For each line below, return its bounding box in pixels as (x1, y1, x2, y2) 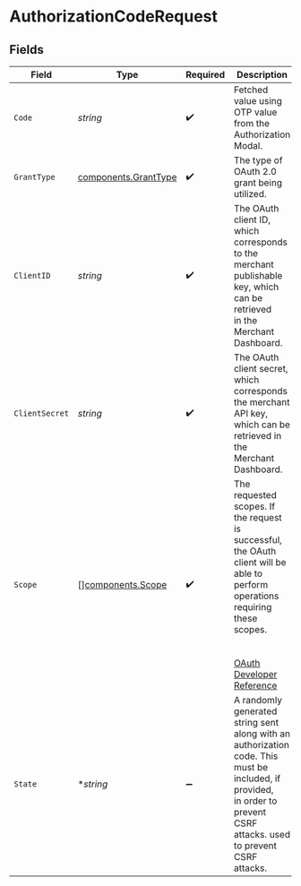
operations (233, 589, 279, 602)
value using (233, 95, 282, 107)
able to (233, 567, 262, 580)
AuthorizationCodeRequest (9, 6, 218, 27)
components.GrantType (77, 171, 177, 183)
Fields (9, 42, 45, 57)
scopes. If (233, 500, 276, 512)
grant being (233, 176, 282, 189)
